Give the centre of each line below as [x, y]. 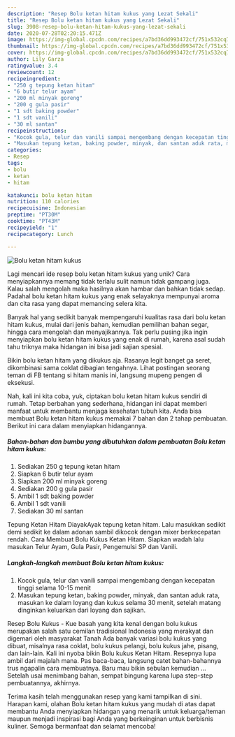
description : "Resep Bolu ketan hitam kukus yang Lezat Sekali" [103, 14]
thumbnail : [23, 46]
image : [17, 40]
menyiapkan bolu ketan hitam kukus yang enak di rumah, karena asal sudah [116, 339]
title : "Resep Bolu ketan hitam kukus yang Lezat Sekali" [93, 20]
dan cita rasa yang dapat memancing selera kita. [77, 303]
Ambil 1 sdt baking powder [56, 496]
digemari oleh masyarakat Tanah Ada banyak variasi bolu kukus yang [107, 639]
